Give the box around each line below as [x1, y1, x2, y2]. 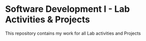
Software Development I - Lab [5, 3, 130, 15]
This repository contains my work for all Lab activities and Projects [5, 30, 141, 36]
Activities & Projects [5, 14, 90, 25]
